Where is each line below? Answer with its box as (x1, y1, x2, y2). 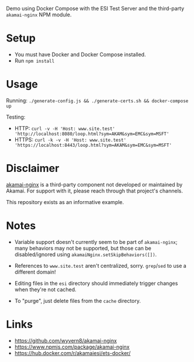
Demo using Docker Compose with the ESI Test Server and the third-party (6, 5, 185, 12)
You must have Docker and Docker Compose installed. (14, 51, 146, 58)
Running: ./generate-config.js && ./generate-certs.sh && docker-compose (6, 96, 189, 104)
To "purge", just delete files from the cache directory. (14, 297, 141, 304)
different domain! (14, 268, 57, 275)
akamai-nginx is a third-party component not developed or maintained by (6, 181, 183, 188)
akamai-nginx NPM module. (6, 11, 72, 18)
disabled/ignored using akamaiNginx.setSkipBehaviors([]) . (14, 251, 157, 258)
